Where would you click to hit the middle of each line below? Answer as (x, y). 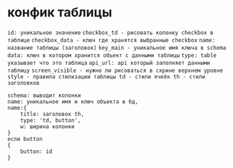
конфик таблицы (60, 12)
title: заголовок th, (52, 114)
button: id (36, 151)
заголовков (24, 83)
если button (25, 139)
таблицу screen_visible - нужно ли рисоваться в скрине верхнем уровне (115, 70)
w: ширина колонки (47, 126)
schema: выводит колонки (44, 95)
